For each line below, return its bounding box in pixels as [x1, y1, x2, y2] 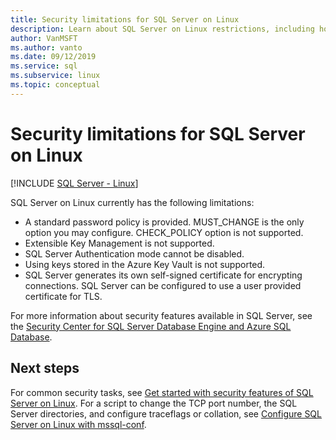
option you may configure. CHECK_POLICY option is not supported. [24, 226, 304, 238]
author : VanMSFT [10, 33, 78, 43]
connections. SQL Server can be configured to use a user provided [24, 279, 302, 291]
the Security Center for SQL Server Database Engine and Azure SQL [10, 320, 292, 332]
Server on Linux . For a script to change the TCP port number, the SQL [10, 397, 298, 409]
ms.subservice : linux [10, 71, 101, 81]
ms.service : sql [10, 61, 78, 71]
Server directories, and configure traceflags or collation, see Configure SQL [10, 407, 322, 420]
